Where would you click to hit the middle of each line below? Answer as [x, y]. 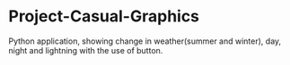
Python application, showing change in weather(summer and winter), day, [145, 41]
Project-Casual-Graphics [104, 16]
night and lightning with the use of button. [86, 50]
